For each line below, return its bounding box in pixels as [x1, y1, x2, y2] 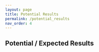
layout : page [5, 7, 32, 12]
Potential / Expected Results [5, 39, 94, 47]
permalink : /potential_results [5, 16, 70, 21]
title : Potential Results [5, 12, 58, 17]
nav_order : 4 [5, 21, 32, 26]
